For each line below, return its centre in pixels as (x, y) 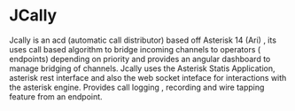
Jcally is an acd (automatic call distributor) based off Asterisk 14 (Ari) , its (143, 40)
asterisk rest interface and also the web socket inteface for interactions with (148, 77)
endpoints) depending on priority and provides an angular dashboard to (140, 59)
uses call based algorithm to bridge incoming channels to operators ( (135, 49)
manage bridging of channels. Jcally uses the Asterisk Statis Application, (143, 68)
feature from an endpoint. (56, 96)
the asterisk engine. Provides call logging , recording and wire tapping (137, 87)
